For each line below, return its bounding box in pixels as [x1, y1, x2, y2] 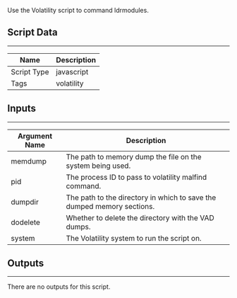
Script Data [7, 26, 58, 38]
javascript [56, 67, 89, 76]
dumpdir [11, 197, 39, 207]
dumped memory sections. [66, 201, 155, 211]
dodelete [11, 217, 41, 227]
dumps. [66, 222, 91, 231]
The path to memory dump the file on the [66, 151, 202, 161]
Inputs [7, 103, 37, 115]
